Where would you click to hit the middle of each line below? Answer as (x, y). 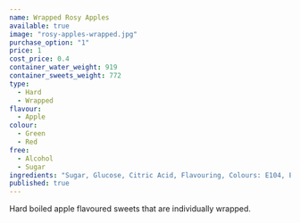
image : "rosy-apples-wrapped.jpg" (74, 34)
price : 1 (25, 51)
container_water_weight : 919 (63, 68)
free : (19, 150)
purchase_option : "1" (50, 42)
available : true (39, 26)
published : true (39, 184)
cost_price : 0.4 (39, 59)
